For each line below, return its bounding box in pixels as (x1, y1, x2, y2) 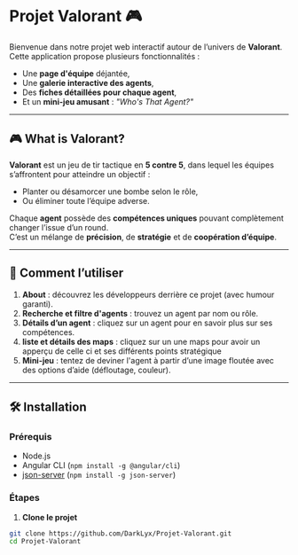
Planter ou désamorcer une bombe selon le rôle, (21, 186, 199, 197)
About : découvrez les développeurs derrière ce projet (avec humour (21, 289, 275, 300)
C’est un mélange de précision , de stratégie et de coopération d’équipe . (9, 231, 278, 242)
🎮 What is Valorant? (9, 131, 126, 146)
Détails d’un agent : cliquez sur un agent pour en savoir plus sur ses (21, 317, 273, 328)
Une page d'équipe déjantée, (21, 67, 130, 79)
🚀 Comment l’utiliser (9, 266, 124, 281)
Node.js (21, 450, 51, 461)
